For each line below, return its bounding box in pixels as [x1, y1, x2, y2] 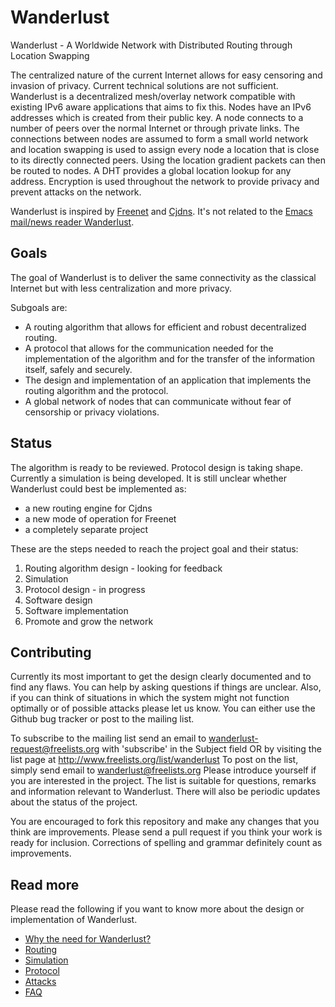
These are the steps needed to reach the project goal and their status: [10, 542, 299, 555]
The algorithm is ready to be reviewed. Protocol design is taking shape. [10, 461, 303, 473]
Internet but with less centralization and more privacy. [10, 282, 232, 294]
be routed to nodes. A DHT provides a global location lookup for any [10, 164, 292, 176]
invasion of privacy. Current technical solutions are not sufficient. [10, 79, 279, 91]
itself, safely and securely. [24, 363, 133, 375]
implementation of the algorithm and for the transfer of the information [24, 352, 315, 365]
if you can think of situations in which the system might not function [10, 692, 290, 704]
